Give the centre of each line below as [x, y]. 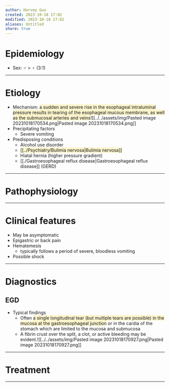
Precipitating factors [34, 129]
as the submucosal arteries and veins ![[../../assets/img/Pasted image [84, 118]
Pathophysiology [42, 192]
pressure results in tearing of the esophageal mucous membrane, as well [89, 112]
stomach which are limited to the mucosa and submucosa [80, 328]
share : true [18, 29]
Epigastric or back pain [37, 240]
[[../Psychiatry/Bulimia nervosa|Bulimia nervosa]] [71, 150]
